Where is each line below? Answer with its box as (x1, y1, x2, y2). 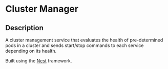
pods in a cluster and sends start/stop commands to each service (5, 42, 144, 49)
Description (5, 24, 44, 32)
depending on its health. (5, 48, 57, 54)
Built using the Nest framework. (5, 58, 72, 64)
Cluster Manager (5, 3, 78, 15)
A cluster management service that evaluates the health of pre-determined (5, 37, 163, 43)
